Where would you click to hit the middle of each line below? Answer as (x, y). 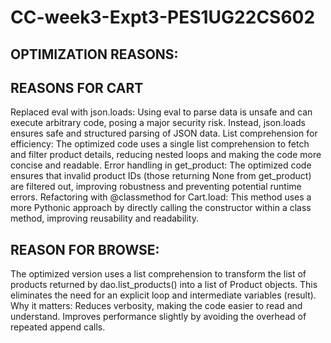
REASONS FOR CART (77, 87)
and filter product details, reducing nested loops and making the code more (166, 155)
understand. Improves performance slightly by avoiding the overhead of (158, 317)
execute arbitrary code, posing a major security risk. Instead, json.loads (158, 123)
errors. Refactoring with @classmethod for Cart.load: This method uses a (161, 197)
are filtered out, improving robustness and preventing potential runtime (156, 187)
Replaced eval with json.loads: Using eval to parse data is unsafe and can (161, 112)
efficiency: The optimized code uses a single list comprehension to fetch (160, 144)
